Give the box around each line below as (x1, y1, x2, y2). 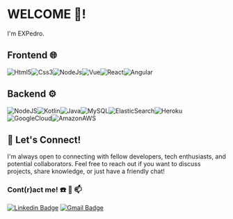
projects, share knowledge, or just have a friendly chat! (7, 167, 166, 176)
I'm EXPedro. (7, 29, 45, 38)
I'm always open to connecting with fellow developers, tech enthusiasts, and (7, 152, 226, 161)
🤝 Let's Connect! (7, 133, 81, 145)
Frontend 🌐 (7, 49, 57, 61)
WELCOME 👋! (7, 6, 86, 22)
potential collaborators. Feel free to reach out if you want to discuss (7, 160, 201, 168)
